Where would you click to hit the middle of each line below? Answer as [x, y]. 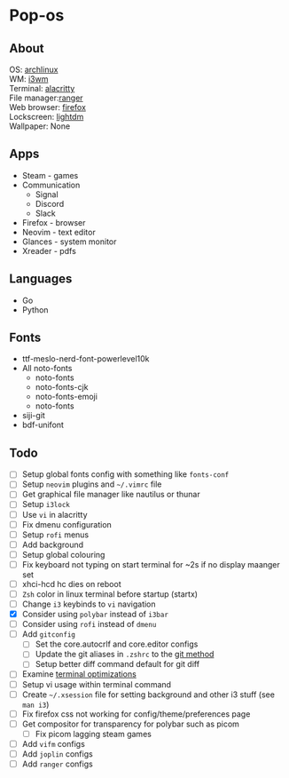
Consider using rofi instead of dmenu [89, 624]
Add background [53, 544]
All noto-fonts [47, 369]
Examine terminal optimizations [79, 674]
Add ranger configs [57, 764]
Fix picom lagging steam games [94, 734]
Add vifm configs [54, 743]
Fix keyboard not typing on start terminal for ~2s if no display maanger [151, 564]
